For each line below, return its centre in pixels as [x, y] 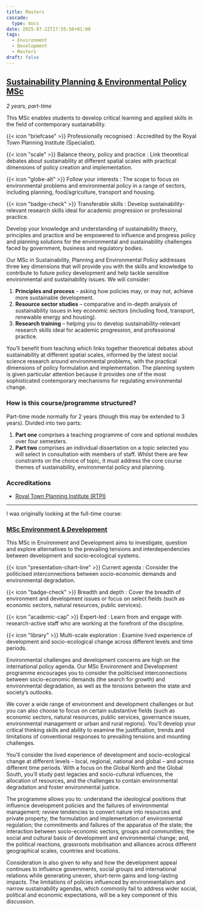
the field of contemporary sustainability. [56, 124]
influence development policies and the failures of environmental [87, 806]
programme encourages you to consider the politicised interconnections [97, 673]
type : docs [25, 23]
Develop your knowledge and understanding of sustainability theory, [92, 229]
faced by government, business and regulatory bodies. [75, 248]
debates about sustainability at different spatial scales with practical [91, 161]
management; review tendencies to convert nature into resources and [93, 812]
